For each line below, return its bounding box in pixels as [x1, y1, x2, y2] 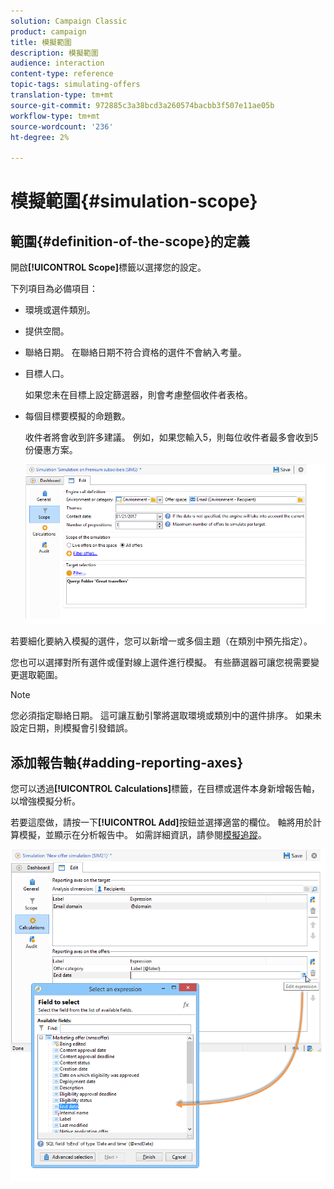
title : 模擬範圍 [10, 37, 72, 47]
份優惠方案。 [24, 444, 78, 456]
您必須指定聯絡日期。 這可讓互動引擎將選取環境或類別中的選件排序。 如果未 [10, 710, 322, 722]
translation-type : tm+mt [10, 90, 114, 100]
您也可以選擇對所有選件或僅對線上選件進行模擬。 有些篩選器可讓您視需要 [10, 656, 311, 669]
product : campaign [10, 26, 87, 37]
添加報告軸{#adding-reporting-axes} [10, 754, 244, 771]
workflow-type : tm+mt [10, 111, 101, 121]
